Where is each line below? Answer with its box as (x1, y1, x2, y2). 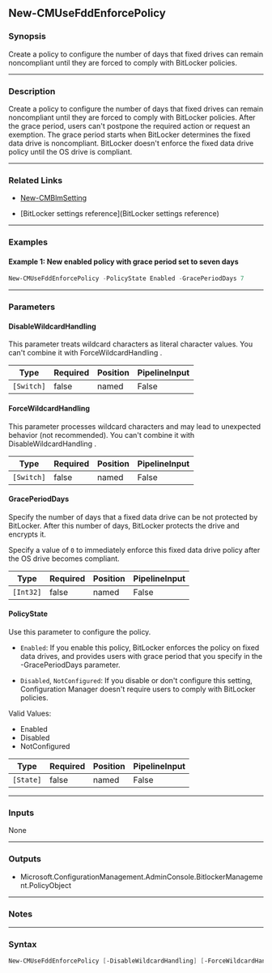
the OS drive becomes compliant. (8, 554, 120, 563)
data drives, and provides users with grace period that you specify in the (19, 652, 263, 661)
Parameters (8, 301, 55, 312)
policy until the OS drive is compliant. (8, 147, 133, 156)
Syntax (8, 938, 37, 950)
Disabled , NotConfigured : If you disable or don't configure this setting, (19, 676, 253, 686)
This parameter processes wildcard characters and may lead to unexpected (8, 421, 261, 431)
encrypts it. (8, 529, 47, 539)
